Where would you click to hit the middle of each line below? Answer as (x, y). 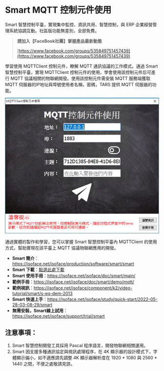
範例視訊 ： (23, 288)
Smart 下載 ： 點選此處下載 (38, 269)
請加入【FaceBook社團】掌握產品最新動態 (60, 41)
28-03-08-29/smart (32, 304)
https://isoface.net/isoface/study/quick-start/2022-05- (102, 299)
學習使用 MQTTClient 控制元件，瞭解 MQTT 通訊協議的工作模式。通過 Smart (82, 66)
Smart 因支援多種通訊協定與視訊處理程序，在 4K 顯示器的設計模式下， (83, 351)
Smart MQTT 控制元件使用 (58, 10)
